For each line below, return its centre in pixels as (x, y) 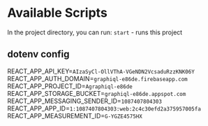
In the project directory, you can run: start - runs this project (95, 32)
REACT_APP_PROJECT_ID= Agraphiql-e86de (70, 86)
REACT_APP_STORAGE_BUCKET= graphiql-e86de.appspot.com (97, 93)
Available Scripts (58, 13)
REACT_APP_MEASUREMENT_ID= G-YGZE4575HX (75, 115)
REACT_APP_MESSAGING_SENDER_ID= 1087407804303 (85, 101)
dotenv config (38, 54)
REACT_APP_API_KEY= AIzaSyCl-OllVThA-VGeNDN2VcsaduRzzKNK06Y (101, 71)
